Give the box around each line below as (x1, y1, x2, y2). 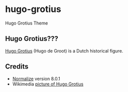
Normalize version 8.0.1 (12, 75, 61, 81)
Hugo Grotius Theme (5, 20, 48, 26)
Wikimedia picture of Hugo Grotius (12, 81, 84, 87)
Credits (5, 62, 29, 71)
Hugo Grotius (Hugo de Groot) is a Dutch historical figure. (5, 47, 124, 53)
